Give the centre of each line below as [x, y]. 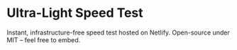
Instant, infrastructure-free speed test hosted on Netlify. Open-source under [118, 32]
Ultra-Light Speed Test [75, 13]
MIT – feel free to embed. [44, 39]
